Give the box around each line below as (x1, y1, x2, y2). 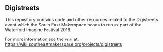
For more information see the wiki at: (5, 36, 79, 42)
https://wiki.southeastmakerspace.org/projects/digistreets (5, 41, 122, 47)
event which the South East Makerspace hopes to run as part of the (5, 22, 141, 27)
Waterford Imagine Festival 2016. (5, 26, 71, 33)
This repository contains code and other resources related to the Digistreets (5, 16, 158, 22)
